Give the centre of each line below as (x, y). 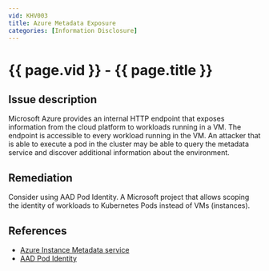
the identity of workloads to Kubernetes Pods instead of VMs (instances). (129, 205)
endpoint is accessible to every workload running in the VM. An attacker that (134, 136)
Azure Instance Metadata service (74, 250)
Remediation (41, 178)
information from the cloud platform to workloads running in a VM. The (125, 127)
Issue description (53, 100)
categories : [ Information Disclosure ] (73, 30)
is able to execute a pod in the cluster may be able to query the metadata (129, 144)
